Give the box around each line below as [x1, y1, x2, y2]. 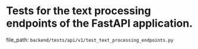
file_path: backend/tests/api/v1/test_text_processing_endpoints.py [6, 36, 174, 43]
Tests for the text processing [6, 4, 151, 18]
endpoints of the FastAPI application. [6, 17, 193, 30]
